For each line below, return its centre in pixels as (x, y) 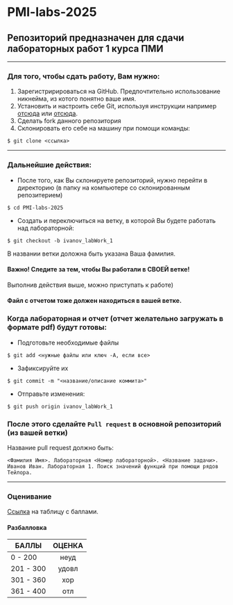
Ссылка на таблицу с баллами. (53, 512)
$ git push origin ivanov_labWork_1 (60, 406)
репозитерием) (40, 194)
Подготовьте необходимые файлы (68, 342)
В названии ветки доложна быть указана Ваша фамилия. (91, 254)
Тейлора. (20, 472)
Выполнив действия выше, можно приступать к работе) (90, 285)
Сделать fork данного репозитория (69, 121)
